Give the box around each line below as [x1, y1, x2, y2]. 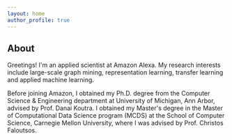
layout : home [7, 10, 45, 17]
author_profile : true [7, 17, 70, 24]
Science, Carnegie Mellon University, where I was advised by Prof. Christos [7, 119, 224, 127]
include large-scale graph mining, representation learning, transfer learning [7, 68, 224, 77]
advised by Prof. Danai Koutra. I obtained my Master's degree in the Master [7, 104, 223, 112]
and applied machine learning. [7, 76, 94, 84]
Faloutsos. [7, 126, 37, 134]
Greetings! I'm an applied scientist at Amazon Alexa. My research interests [7, 61, 221, 70]
